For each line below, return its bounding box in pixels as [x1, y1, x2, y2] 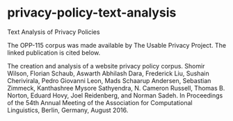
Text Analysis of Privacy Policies [7, 28, 100, 36]
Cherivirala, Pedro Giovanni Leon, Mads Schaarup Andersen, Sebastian [7, 76, 211, 84]
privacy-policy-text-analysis [7, 5, 177, 21]
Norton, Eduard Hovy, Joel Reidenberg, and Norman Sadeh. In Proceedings [7, 91, 223, 100]
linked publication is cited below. [7, 48, 101, 57]
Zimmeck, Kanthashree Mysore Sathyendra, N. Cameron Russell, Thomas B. [7, 84, 225, 92]
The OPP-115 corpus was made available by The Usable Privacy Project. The [7, 41, 227, 49]
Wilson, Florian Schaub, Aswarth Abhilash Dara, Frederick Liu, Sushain [7, 69, 210, 77]
